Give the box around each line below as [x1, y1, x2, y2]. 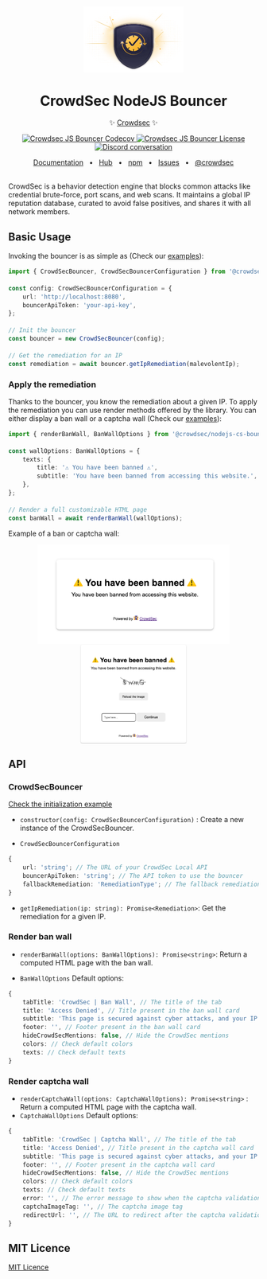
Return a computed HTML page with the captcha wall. [19, 1102, 197, 1112]
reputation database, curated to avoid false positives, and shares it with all [8, 198, 252, 209]
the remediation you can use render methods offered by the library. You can [8, 405, 257, 415]
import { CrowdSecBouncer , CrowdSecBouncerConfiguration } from [8, 267, 226, 276]
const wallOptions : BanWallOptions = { [8, 446, 141, 455]
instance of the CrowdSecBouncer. [19, 823, 135, 833]
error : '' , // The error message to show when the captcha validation [22, 1195, 261, 1203]
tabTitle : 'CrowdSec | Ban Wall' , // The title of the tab [22, 998, 222, 1006]
